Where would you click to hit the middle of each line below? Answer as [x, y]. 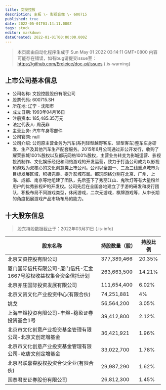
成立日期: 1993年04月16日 [39, 112]
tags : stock [17, 28]
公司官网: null [26, 137]
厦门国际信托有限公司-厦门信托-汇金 [50, 268]
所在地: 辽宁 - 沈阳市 [33, 106]
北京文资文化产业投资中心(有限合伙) [49, 294]
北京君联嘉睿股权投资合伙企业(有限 [48, 363]
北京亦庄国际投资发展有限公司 [42, 285]
